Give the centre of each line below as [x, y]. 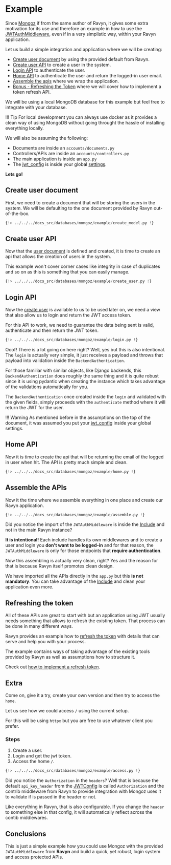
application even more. [29, 587]
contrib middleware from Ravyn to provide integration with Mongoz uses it [83, 791]
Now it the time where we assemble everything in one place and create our [84, 500]
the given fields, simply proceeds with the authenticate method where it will [86, 402]
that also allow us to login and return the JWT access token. [68, 315]
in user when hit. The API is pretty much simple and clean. [66, 462]
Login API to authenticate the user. [49, 70]
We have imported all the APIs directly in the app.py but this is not [75, 576]
